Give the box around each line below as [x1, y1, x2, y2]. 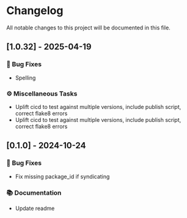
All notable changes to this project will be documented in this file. [6, 24, 171, 31]
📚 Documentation [6, 188, 62, 197]
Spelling [15, 74, 36, 81]
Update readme [15, 205, 55, 212]
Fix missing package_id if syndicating [15, 173, 110, 180]
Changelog [6, 4, 64, 18]
